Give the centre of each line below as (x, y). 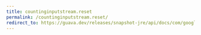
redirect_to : (22, 23)
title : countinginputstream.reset (49, 12)
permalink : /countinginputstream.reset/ (57, 17)
